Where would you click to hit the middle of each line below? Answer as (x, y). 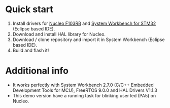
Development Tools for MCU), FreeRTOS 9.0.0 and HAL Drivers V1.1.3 (85, 90)
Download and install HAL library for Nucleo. (59, 34)
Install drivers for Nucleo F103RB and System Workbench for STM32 (84, 23)
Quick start (29, 9)
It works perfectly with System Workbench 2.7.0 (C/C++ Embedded (83, 85)
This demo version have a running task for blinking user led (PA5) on (84, 95)
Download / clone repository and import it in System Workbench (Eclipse (89, 40)
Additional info (37, 71)
